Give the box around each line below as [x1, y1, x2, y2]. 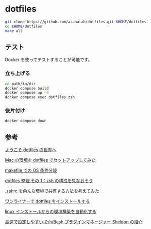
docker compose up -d [5, 91, 49, 95]
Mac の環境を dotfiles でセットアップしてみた [5, 157, 96, 163]
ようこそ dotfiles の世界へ [5, 147, 57, 153]
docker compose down [5, 119, 47, 123]
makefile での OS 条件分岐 [5, 168, 57, 173]
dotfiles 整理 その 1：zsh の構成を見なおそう [5, 178, 93, 183]
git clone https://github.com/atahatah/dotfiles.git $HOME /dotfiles [5, 19, 147, 24]
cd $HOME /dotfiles [5, 24, 42, 29]
